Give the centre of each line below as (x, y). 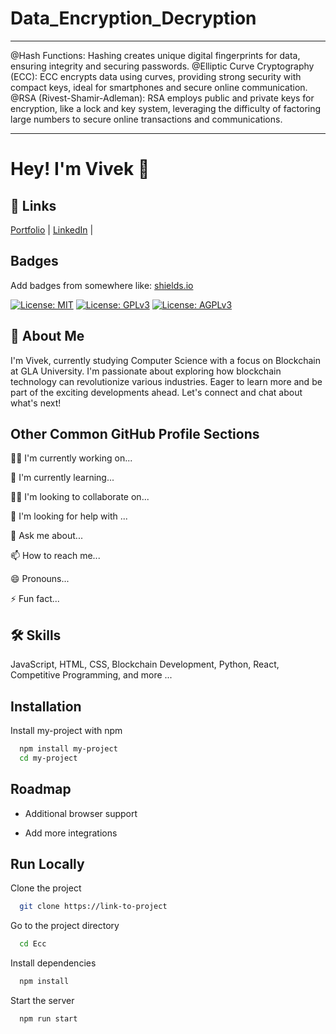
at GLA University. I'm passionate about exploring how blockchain (146, 371)
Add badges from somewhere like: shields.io (102, 285)
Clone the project (46, 888)
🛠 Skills (36, 635)
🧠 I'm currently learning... (62, 478)
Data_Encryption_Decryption (133, 18)
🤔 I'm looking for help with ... (69, 516)
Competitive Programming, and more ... (91, 675)
